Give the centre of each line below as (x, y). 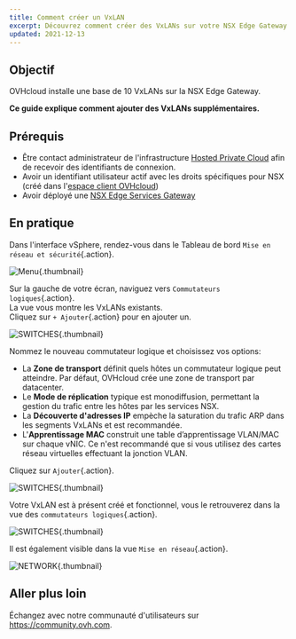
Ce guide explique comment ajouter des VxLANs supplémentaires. (134, 108)
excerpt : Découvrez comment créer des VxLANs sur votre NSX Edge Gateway (148, 26)
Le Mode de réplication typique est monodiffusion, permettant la (140, 397)
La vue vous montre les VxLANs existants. (86, 307)
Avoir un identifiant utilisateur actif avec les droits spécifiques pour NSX (153, 177)
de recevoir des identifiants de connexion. (99, 167)
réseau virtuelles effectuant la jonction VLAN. (105, 453)
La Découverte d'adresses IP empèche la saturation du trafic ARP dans (153, 415)
